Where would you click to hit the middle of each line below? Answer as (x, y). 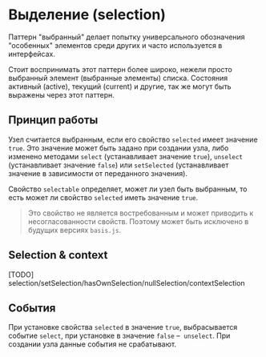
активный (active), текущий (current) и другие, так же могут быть (120, 86)
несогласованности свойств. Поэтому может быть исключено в (138, 221)
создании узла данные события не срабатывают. (93, 344)
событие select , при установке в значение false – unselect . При (119, 336)
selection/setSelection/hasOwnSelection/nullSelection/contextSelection (127, 283)
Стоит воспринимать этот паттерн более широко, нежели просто (120, 69)
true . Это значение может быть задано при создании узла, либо (119, 148)
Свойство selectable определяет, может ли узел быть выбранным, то (128, 189)
